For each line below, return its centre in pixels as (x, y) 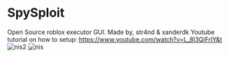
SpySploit (36, 13)
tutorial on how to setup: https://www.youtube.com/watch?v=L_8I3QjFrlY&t (114, 39)
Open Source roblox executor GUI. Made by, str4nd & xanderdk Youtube (111, 32)
